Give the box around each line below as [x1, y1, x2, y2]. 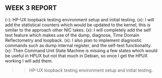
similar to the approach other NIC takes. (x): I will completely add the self [5, 27, 151, 33]
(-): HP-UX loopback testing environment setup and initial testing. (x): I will [5, 16, 154, 22]
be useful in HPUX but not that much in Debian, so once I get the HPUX [5, 53, 148, 59]
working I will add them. [5, 58, 53, 63]
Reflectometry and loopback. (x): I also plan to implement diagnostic [5, 37, 142, 43]
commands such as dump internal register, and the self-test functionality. [5, 42, 152, 48]
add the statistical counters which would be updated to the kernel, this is [5, 22, 151, 28]
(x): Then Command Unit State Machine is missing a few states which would [5, 47, 158, 53]
